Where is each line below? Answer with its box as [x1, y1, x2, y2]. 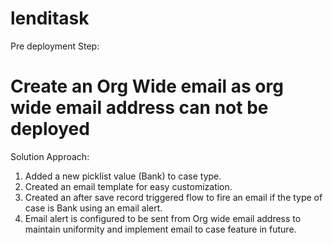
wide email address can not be [10, 97, 269, 119]
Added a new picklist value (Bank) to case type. [24, 170, 222, 182]
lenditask [10, 7, 90, 30]
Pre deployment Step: [10, 40, 100, 52]
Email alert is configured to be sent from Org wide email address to [24, 212, 302, 224]
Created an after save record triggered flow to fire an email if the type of [24, 191, 323, 203]
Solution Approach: [10, 150, 90, 162]
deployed [10, 118, 90, 141]
